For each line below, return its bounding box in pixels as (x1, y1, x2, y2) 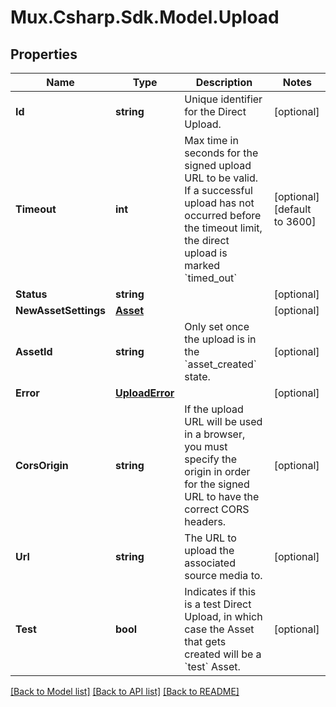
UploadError (115, 386, 175, 400)
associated (184, 556, 236, 570)
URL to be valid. (184, 171, 258, 185)
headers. (184, 515, 227, 528)
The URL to (184, 531, 237, 545)
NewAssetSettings (15, 304, 107, 317)
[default (273, 202, 312, 216)
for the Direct (184, 105, 247, 118)
